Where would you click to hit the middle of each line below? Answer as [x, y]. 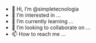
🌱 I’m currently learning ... [42, 21]
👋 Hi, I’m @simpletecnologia [45, 9]
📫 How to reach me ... [38, 34]
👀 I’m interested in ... [36, 15]
